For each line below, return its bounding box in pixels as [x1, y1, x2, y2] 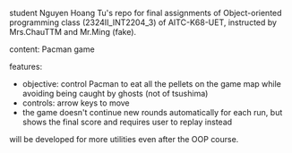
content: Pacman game [9, 44, 96, 55]
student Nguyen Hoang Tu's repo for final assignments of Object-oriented [9, 8, 282, 18]
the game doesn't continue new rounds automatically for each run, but [21, 107, 283, 117]
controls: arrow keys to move [21, 98, 130, 108]
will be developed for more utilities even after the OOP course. [9, 134, 239, 144]
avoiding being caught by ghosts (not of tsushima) [21, 89, 209, 98]
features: [9, 62, 43, 72]
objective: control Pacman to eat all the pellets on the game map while [21, 79, 282, 89]
